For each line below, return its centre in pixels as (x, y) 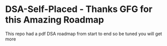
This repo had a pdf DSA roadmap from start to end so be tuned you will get (83, 33)
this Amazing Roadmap (55, 20)
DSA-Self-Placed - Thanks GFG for (79, 9)
